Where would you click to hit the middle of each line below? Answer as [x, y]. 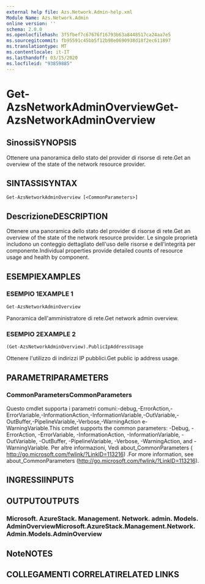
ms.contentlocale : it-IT [38, 52]
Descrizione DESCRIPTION [57, 216]
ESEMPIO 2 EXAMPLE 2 [41, 334]
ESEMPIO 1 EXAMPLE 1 [40, 294]
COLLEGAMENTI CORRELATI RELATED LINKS [93, 574]
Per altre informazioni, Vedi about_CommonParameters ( [122, 448]
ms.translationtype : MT [37, 47]
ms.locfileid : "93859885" [39, 63]
